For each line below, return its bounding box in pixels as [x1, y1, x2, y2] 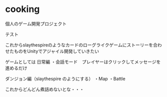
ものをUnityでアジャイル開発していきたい [14, 48, 99, 54]
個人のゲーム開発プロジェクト [5, 20, 67, 26]
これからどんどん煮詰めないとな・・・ [5, 86, 84, 92]
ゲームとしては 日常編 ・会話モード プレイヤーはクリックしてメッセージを [5, 58, 161, 64]
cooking [5, 3, 40, 15]
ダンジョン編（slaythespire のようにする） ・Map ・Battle [5, 75, 125, 81]
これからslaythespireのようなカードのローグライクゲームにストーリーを [5, 41, 153, 48]
